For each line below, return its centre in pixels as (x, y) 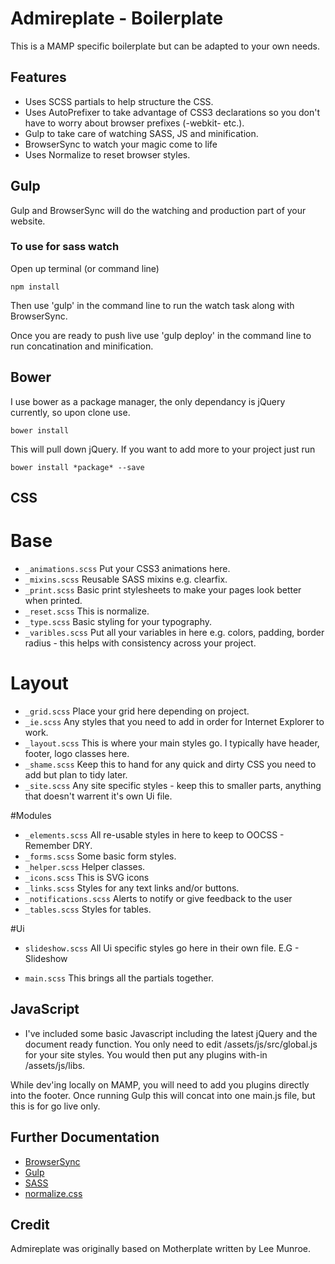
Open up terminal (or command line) (85, 268)
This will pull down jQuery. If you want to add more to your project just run (163, 449)
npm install (35, 287)
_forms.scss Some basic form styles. (100, 856)
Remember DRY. (58, 845)
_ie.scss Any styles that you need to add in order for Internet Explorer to (174, 721)
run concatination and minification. (82, 346)
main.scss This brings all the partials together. (119, 978)
